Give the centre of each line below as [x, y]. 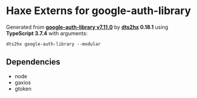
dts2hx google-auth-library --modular [53, 44]
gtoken [23, 89]
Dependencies [33, 62]
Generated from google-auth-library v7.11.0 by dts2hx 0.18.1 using [87, 27]
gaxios [23, 82]
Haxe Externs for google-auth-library [98, 11]
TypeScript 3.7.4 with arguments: [47, 33]
